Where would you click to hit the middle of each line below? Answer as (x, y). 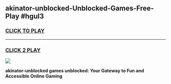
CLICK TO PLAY (25, 31)
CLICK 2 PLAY (23, 50)
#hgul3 (32, 17)
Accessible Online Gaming (34, 76)
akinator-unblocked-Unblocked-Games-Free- (80, 8)
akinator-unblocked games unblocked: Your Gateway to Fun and (75, 70)
